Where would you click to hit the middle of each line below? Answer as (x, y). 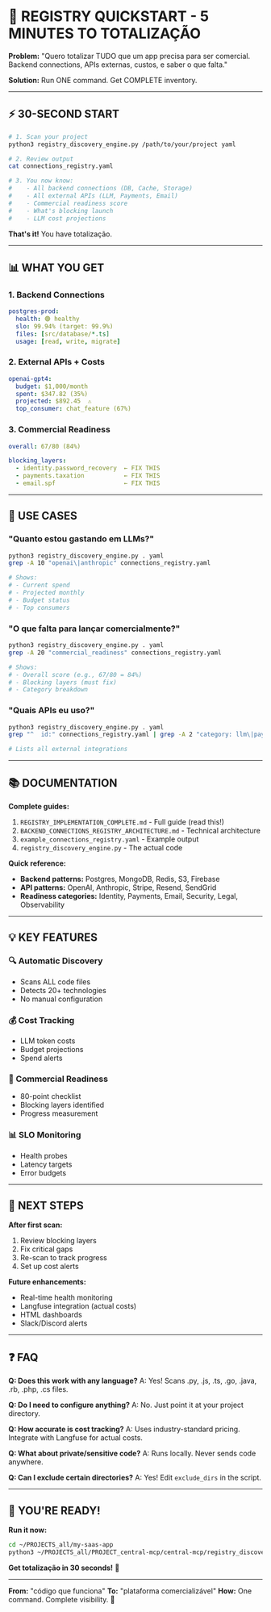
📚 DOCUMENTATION (63, 783)
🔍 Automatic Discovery (56, 961)
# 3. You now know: (41, 181)
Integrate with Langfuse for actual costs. (76, 1438)
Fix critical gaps (46, 1249)
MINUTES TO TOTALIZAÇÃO (105, 33)
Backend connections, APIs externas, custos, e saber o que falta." (118, 65)
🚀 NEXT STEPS (46, 1205)
